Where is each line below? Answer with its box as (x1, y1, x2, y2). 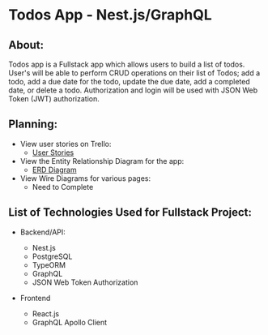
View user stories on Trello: (19, 139, 112, 148)
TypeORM (32, 260, 66, 269)
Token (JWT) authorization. (8, 94, 100, 103)
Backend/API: (19, 227, 66, 237)
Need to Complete (32, 182, 94, 191)
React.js (32, 308, 59, 318)
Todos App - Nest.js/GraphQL (8, 6, 212, 24)
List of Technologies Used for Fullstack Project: (8, 205, 253, 220)
